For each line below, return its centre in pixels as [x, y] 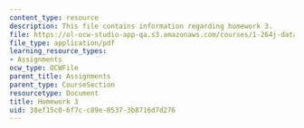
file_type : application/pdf [62, 43]
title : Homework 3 [44, 101]
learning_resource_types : [58, 51]
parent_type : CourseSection [62, 85]
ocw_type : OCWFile [44, 69]
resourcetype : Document [54, 93]
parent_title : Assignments [60, 77]
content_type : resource [54, 18]
